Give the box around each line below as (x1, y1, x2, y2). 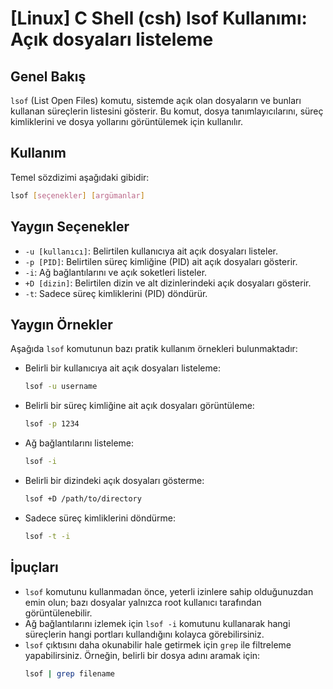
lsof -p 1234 (24, 419, 80, 429)
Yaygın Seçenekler (10, 218, 130, 236)
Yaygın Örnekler (10, 316, 113, 333)
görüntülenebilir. (24, 607, 93, 619)
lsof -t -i (24, 531, 71, 541)
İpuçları (10, 559, 59, 576)
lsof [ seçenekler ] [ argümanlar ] (10, 190, 145, 201)
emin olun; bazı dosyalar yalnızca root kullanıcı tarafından (24, 596, 262, 608)
